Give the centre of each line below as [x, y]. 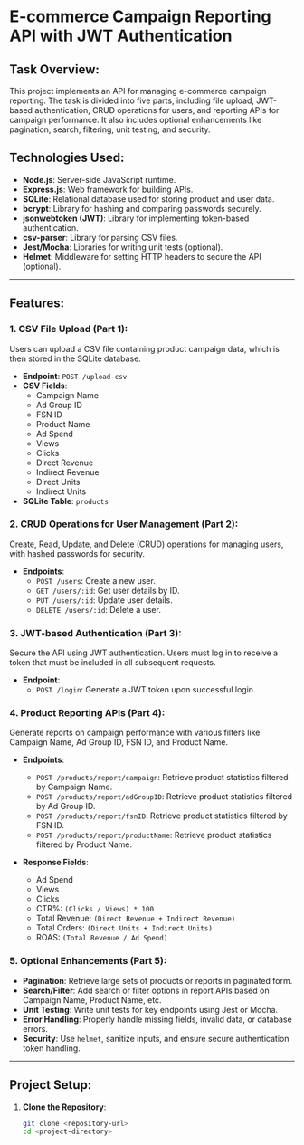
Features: [37, 304]
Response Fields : [55, 863]
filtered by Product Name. [84, 844]
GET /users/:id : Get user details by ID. [108, 590]
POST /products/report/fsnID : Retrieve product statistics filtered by [161, 816]
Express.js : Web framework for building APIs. [108, 189]
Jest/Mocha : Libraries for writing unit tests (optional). [123, 247]
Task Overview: [54, 69]
